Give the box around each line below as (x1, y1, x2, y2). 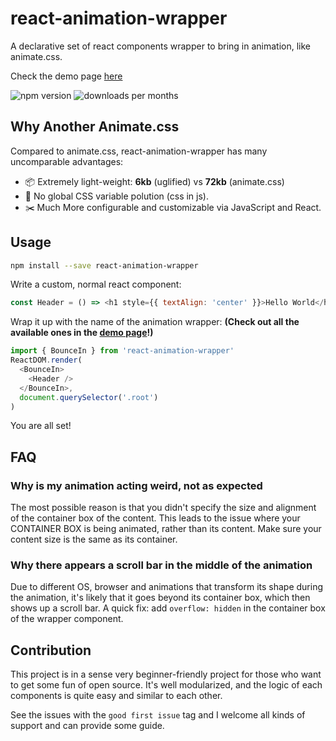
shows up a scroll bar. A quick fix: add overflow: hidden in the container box (10, 602, 326, 614)
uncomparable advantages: (10, 155, 124, 167)
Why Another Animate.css (10, 118, 180, 136)
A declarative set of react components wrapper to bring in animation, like (10, 40, 311, 52)
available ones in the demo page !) (10, 327, 154, 339)
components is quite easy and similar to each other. (10, 690, 223, 702)
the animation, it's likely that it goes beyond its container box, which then (10, 592, 311, 604)
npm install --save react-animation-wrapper (10, 260, 199, 271)
